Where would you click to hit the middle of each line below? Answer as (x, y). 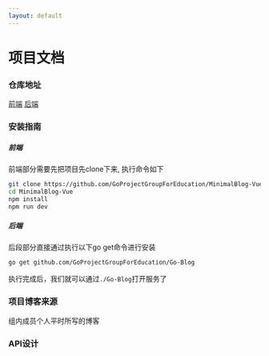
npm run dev (28, 206)
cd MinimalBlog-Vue (41, 192)
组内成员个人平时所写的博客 (54, 321)
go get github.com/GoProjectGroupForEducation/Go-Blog (102, 263)
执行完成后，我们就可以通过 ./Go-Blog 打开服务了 (88, 279)
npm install (28, 199)
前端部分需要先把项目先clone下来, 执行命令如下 (86, 169)
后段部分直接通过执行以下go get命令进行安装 (82, 247)
